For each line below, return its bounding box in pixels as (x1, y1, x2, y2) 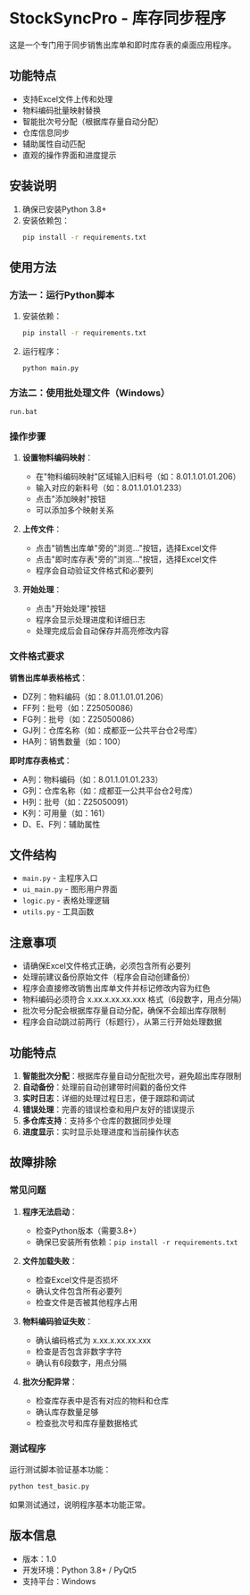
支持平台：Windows (21, 1575, 96, 1586)
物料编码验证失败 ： (21, 1316, 94, 1327)
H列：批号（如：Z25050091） (21, 796, 134, 807)
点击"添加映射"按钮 (35, 494, 106, 505)
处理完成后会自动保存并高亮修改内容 (35, 625, 170, 636)
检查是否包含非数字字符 (35, 1345, 122, 1356)
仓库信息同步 (21, 127, 70, 138)
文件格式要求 (9, 650, 65, 663)
